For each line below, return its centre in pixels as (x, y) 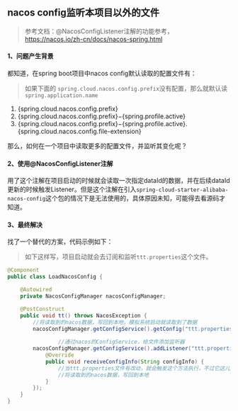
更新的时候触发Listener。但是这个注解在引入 (72, 189)
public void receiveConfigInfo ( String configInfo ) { (124, 361)
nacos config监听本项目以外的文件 (84, 13)
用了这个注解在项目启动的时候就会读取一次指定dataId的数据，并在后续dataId (119, 181)
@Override (59, 355)
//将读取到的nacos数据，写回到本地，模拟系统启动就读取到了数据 (115, 322)
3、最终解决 (25, 225)
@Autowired (36, 290)
